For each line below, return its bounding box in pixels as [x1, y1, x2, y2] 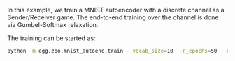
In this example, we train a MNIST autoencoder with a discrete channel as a [7, 6, 225, 14]
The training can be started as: [7, 34, 96, 42]
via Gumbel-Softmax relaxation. [7, 21, 99, 28]
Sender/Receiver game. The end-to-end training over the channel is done [7, 13, 219, 21]
